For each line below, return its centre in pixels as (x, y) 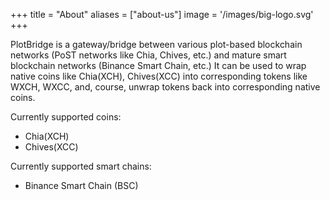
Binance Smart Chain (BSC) (81, 185)
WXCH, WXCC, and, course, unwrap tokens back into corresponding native (165, 87)
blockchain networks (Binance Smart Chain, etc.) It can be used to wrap (158, 65)
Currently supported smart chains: (81, 166)
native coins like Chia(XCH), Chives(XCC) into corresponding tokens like (159, 76)
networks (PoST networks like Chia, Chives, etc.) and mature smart (148, 55)
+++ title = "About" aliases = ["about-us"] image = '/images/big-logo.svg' (162, 14)
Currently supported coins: (66, 117)
